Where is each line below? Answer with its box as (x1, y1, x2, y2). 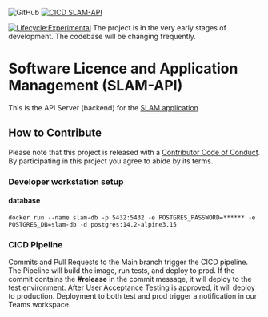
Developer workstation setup (8, 176, 124, 187)
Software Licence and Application (8, 60, 238, 78)
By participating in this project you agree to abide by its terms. (8, 156, 214, 166)
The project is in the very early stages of (93, 23, 226, 32)
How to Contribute (8, 126, 102, 140)
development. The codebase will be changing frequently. (8, 32, 196, 41)
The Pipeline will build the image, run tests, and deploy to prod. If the (8, 266, 235, 275)
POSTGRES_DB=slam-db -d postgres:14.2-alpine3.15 (8, 220, 178, 228)
